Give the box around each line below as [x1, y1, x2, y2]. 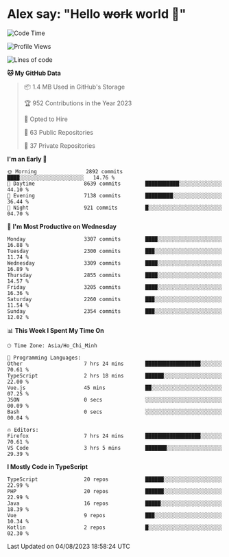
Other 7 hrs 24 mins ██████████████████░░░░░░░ [7, 360, 223, 367]
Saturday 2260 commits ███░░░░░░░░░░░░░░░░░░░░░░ [7, 296, 223, 303]
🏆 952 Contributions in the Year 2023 [23, 99, 132, 107]
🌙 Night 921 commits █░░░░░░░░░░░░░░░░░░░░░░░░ [7, 204, 223, 211]
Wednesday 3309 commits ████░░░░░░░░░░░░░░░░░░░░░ [7, 259, 223, 267]
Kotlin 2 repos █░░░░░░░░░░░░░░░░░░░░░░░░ [7, 524, 223, 531]
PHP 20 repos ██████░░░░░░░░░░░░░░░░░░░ [7, 488, 223, 494]
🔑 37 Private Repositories [23, 141, 96, 150]
